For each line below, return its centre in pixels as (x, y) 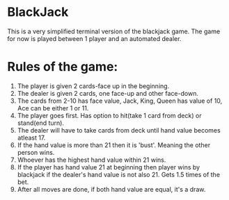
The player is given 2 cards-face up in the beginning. (93, 86)
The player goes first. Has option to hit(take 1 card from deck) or (109, 115)
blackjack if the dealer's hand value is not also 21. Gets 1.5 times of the (119, 174)
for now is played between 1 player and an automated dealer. (94, 38)
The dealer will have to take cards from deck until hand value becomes (119, 130)
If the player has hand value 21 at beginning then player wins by (109, 167)
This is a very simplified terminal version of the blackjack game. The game (114, 31)
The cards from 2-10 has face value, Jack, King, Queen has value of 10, (120, 101)
